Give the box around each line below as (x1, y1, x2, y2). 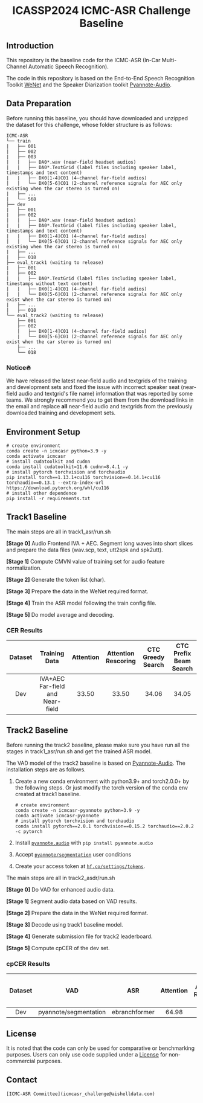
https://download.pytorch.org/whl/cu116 (6, 484, 110, 491)
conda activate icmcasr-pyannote (14, 812, 100, 818)
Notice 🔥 (6, 363, 31, 371)
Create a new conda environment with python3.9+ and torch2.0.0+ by (14, 777, 189, 785)
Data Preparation (6, 98, 71, 109)
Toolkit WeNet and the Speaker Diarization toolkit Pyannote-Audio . (6, 81, 172, 88)
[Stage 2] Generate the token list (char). (6, 576, 106, 583)
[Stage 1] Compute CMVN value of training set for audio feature (6, 558, 165, 565)
